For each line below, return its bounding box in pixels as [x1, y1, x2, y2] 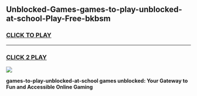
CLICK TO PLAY [6, 31, 52, 40]
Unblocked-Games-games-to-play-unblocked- [6, 5, 182, 15]
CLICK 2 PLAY [6, 53, 47, 61]
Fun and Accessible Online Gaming [6, 83, 93, 90]
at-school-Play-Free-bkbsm [6, 14, 111, 24]
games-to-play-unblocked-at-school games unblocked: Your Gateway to [6, 77, 188, 84]
